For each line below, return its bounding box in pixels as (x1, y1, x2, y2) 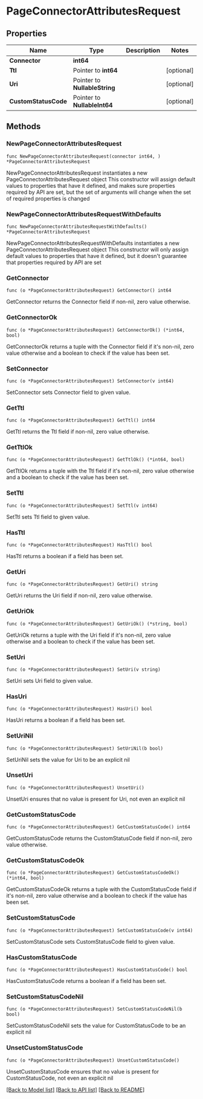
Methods (6, 121, 41, 132)
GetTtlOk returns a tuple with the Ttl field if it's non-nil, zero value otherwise (6, 467, 195, 475)
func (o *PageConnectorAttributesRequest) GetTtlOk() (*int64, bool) (6, 457, 185, 463)
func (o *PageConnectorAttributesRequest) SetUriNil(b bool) (6, 745, 164, 752)
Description (126, 47, 161, 54)
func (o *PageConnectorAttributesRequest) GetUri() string (6, 581, 158, 587)
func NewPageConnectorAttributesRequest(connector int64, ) (6, 153, 161, 160)
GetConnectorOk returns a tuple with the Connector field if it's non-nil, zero (6, 343, 195, 350)
